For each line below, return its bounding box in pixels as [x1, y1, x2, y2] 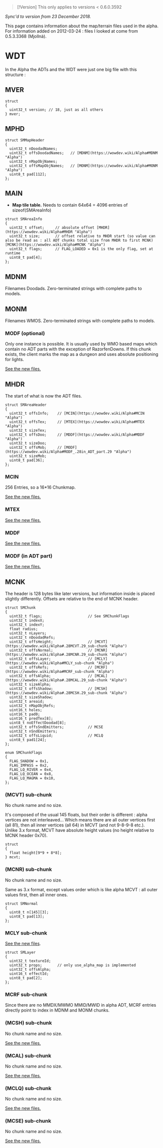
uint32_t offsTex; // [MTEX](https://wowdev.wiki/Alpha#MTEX [9, 420, 145, 424]
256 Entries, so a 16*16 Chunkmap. [5, 484, 76, 490]
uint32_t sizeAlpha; [9, 682, 51, 687]
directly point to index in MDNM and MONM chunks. [5, 1007, 110, 1013]
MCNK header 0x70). [5, 833, 48, 839]
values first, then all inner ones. [5, 892, 68, 898]
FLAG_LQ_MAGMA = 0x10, [9, 776, 55, 781]
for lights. [5, 357, 24, 363]
